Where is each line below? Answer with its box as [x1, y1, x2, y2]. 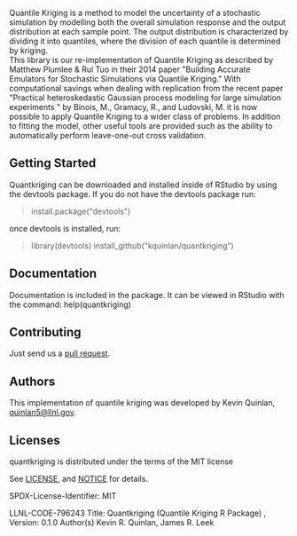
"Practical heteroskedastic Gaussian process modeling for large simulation [9, 92, 282, 103]
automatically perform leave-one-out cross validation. [9, 130, 207, 140]
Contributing [9, 325, 82, 340]
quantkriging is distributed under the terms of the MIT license [9, 456, 233, 467]
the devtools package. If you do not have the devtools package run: [9, 188, 257, 199]
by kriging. [9, 45, 49, 56]
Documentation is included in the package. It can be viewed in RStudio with [9, 289, 285, 300]
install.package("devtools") [30, 206, 131, 217]
